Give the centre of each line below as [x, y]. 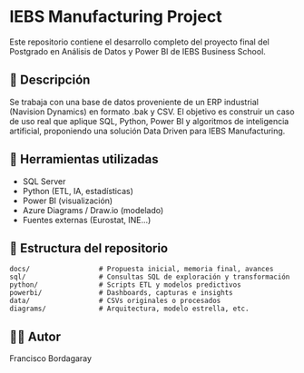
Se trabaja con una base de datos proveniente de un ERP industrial [134, 102]
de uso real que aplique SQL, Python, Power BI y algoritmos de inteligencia [149, 121]
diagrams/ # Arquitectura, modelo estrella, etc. [129, 309]
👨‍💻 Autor [35, 336]
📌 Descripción [50, 80]
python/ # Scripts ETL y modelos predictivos [126, 285]
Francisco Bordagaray [51, 358]
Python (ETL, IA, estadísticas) [78, 191]
